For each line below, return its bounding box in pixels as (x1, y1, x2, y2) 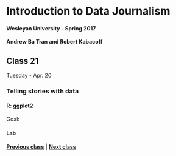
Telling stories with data (6, 87, 79, 95)
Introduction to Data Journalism (6, 4, 171, 18)
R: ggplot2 (6, 102, 33, 109)
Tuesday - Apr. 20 (6, 72, 52, 80)
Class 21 (6, 56, 39, 66)
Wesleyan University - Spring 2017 (6, 24, 96, 32)
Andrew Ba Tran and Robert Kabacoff (6, 38, 103, 46)
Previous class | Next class (6, 143, 76, 150)
